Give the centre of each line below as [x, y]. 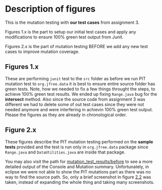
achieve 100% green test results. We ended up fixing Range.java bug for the [81, 94]
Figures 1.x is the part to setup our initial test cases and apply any [71, 32]
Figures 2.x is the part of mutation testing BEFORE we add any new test [77, 46]
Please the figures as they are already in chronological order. [66, 115]
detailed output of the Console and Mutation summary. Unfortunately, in [77, 167]
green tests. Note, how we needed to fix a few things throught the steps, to [80, 89]
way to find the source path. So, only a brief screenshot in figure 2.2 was [78, 177]
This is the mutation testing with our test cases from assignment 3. [72, 22]
